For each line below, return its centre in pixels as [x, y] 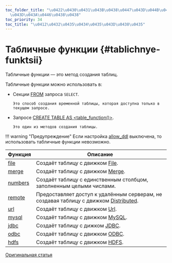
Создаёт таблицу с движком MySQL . [81, 218]
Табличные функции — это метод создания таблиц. [62, 75]
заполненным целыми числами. [76, 186]
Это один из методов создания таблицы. [55, 127]
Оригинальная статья [29, 255]
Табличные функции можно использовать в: [54, 84]
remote [17, 198]
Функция [19, 155]
